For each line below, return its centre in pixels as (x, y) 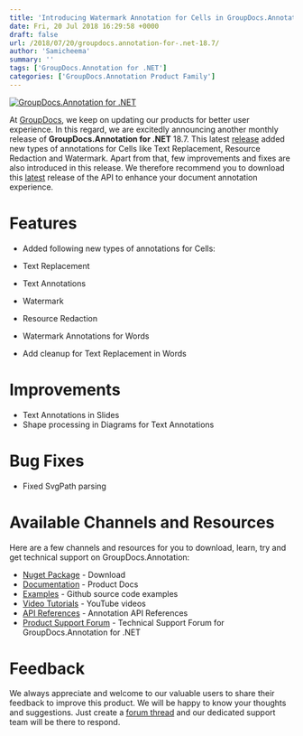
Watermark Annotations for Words (86, 336)
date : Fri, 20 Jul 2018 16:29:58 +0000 (84, 26)
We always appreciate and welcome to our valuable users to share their (142, 694)
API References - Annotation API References (105, 613)
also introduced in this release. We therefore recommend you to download (147, 167)
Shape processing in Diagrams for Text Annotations (118, 424)
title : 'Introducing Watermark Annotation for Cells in (116, 18)
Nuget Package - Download (74, 574)
